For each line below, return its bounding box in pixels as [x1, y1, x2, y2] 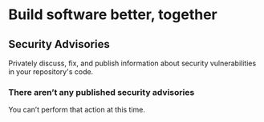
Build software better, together [8, 6, 218, 24]
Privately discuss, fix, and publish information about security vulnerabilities [8, 58, 257, 68]
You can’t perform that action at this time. [8, 105, 146, 115]
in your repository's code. [8, 67, 94, 77]
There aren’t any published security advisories [8, 86, 195, 97]
